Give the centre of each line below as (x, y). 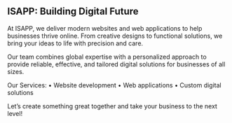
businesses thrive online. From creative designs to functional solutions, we (115, 36)
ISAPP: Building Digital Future (73, 12)
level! (15, 113)
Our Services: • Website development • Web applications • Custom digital (115, 85)
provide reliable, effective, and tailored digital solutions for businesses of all (116, 64)
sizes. (16, 71)
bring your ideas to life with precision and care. (75, 43)
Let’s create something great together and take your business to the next (112, 106)
